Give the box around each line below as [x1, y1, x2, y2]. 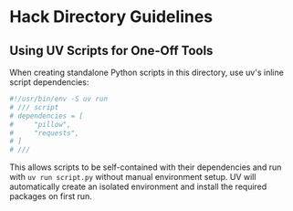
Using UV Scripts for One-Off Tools [9, 43, 214, 58]
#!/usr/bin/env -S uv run [9, 94, 108, 103]
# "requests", [9, 128, 79, 138]
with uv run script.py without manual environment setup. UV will [9, 172, 256, 183]
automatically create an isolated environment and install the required [9, 181, 267, 193]
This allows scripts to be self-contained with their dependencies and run [9, 162, 282, 173]
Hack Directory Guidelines [9, 6, 214, 27]
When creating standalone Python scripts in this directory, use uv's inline [9, 67, 285, 78]
